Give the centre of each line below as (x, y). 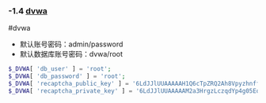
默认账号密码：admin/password (71, 44)
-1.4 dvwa (28, 11)
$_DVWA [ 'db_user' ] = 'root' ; (60, 69)
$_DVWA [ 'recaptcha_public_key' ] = (68, 84)
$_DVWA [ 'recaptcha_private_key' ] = (70, 91)
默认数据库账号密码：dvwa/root (71, 54)
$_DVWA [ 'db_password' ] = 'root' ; (67, 76)
